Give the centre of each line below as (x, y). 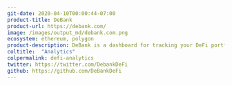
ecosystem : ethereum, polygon (51, 39)
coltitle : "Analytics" (41, 52)
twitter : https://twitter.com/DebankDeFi (68, 64)
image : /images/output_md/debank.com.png (68, 33)
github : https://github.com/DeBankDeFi (65, 71)
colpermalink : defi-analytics (51, 58)
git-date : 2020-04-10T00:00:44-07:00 (61, 13)
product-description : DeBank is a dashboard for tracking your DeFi (108, 45)
